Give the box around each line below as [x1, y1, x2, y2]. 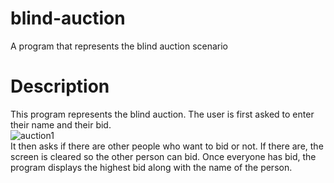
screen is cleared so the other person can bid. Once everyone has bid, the [10, 150, 317, 162]
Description [10, 75, 110, 98]
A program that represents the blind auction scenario [10, 40, 229, 52]
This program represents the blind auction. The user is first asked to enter [10, 108, 315, 120]
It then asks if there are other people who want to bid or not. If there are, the [10, 140, 324, 152]
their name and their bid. [10, 118, 112, 131]
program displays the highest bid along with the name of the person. [10, 161, 293, 173]
